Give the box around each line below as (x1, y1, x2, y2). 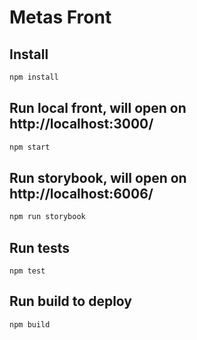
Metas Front (9, 6, 112, 29)
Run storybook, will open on (9, 169, 187, 186)
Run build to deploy (9, 293, 132, 310)
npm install (9, 72, 59, 82)
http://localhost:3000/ (9, 116, 154, 133)
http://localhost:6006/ (9, 185, 154, 202)
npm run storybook (9, 212, 86, 222)
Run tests (9, 239, 70, 256)
